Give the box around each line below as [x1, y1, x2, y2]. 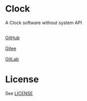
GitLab [5, 56, 19, 62]
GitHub [5, 35, 20, 41]
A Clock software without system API [5, 20, 82, 26]
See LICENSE [5, 90, 33, 96]
